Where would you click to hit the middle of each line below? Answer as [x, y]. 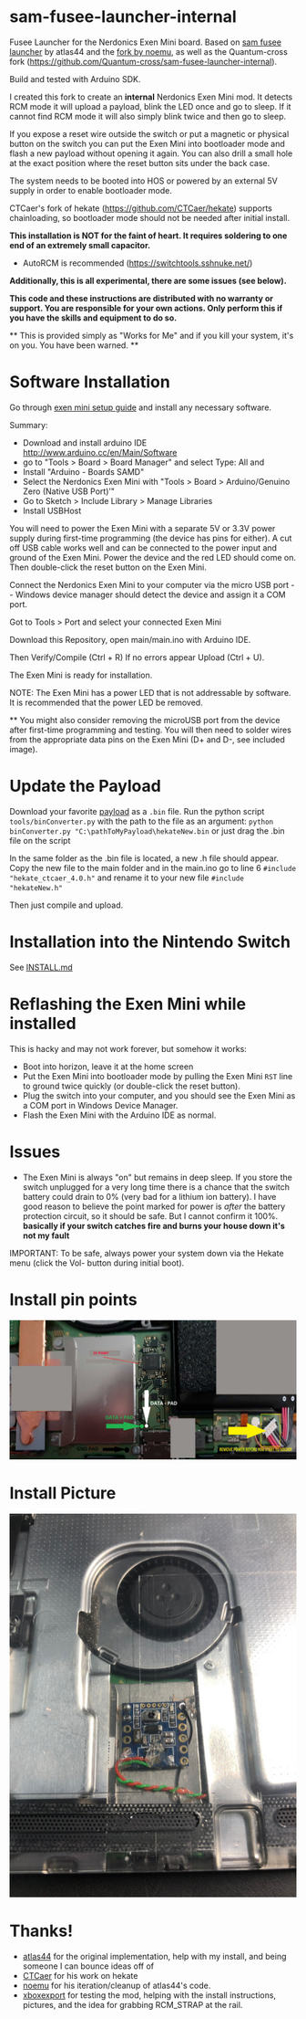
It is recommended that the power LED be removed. [106, 702]
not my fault [46, 1236]
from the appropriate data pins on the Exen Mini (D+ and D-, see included [147, 739]
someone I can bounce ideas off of [88, 1966]
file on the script [40, 840]
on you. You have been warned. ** [74, 345]
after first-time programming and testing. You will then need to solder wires [150, 730]
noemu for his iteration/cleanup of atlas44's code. [117, 1985]
